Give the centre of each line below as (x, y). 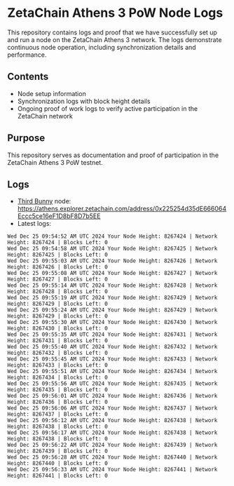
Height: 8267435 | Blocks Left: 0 (58, 390)
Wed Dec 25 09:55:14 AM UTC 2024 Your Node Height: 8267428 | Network (112, 285)
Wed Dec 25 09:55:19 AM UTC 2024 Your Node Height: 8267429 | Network (112, 298)
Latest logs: (34, 224)
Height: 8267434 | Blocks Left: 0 (58, 378)
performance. (27, 55)
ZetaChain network (45, 116)
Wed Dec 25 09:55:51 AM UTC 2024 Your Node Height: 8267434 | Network (112, 372)
